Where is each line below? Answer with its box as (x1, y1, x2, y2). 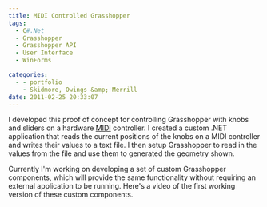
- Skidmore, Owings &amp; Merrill (22, 86, 137, 94)
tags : (8, 19, 26, 27)
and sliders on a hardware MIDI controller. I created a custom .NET (8, 123, 228, 133)
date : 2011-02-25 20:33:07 (8, 93, 98, 101)
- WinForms (15, 57, 52, 65)
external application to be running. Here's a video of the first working (8, 181, 236, 191)
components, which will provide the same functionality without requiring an (8, 173, 257, 182)
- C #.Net (15, 26, 45, 34)
